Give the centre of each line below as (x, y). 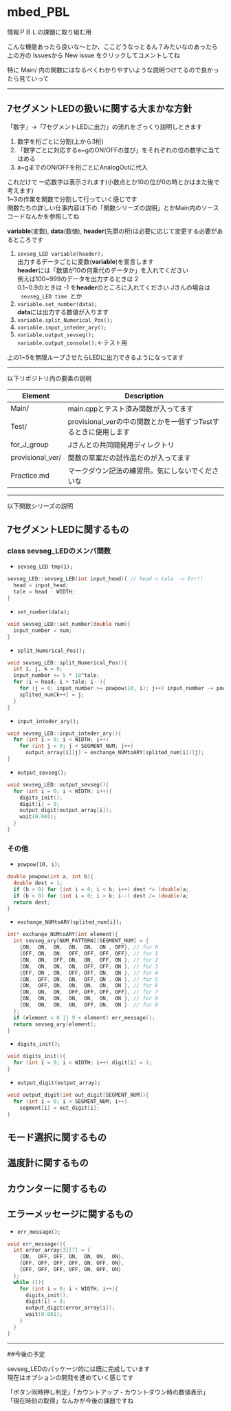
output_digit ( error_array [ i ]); (70, 1308)
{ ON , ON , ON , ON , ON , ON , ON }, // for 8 (89, 999)
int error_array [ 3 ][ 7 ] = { (52, 1250)
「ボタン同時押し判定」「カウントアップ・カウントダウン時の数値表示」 (108, 1392)
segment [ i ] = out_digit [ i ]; (59, 1108)
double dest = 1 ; (38, 883)
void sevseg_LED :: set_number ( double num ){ (69, 624)
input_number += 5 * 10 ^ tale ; (56, 676)
